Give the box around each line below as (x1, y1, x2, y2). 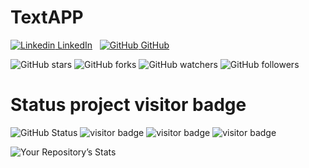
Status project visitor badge (10, 94, 247, 116)
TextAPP (10, 6, 84, 29)
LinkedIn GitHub (57, 39, 170, 51)
